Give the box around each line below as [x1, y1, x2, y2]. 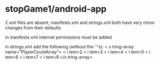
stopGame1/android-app [5, 3, 107, 15]
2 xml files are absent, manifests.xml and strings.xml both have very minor [5, 20, 155, 25]
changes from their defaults [5, 24, 61, 30]
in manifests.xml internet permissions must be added [5, 34, 112, 40]
